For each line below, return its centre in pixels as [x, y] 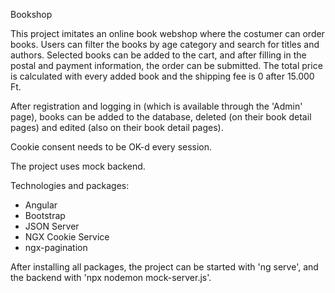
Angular [41, 205]
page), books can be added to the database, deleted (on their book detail [161, 117]
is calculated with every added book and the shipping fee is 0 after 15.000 [162, 76]
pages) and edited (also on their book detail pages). [117, 127]
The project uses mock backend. [78, 166]
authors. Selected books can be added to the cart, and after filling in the [158, 55]
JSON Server [52, 226]
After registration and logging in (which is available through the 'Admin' [156, 106]
